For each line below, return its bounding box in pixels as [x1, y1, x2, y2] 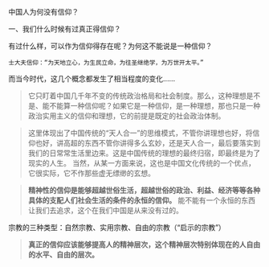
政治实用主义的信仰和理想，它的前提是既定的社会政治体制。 [27, 111, 226, 121]
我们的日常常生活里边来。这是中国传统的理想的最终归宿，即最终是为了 [27, 148, 261, 158]
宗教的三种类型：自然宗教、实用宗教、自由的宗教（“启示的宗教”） [8, 223, 226, 232]
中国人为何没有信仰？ [8, 7, 79, 16]
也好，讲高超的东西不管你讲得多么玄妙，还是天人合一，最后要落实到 [35, 138, 261, 147]
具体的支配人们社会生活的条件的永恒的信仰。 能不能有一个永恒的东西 [27, 195, 255, 205]
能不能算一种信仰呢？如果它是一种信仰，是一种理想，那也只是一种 [42, 101, 261, 110]
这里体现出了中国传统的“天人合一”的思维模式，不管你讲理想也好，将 [27, 128, 253, 138]
